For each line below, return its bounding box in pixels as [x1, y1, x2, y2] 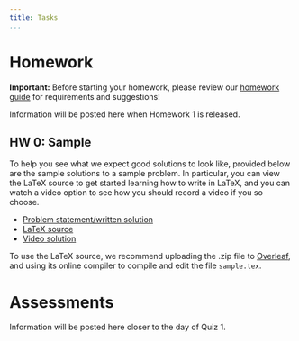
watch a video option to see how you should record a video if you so [9, 187, 264, 198]
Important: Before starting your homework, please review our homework [9, 82, 280, 93]
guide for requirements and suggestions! [9, 91, 160, 102]
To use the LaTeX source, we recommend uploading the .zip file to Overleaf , [9, 251, 291, 262]
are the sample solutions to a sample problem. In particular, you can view [9, 168, 281, 179]
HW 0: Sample [9, 134, 92, 149]
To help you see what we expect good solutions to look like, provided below [9, 158, 291, 169]
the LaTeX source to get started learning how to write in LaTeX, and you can [9, 177, 291, 189]
